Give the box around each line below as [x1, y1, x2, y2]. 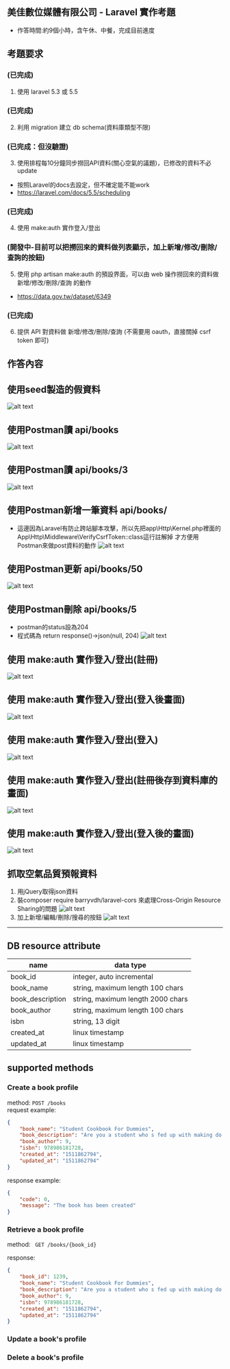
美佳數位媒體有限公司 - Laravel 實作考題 [7, 6, 176, 19]
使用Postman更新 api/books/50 [7, 563, 143, 575]
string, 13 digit [73, 1016, 120, 1026]
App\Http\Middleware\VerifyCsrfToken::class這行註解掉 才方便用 [16, 532, 199, 541]
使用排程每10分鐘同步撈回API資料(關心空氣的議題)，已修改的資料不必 [16, 159, 212, 167]
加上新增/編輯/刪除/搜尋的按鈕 [16, 913, 102, 922]
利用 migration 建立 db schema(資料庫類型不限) [16, 123, 151, 131]
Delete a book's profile [7, 1353, 84, 1362]
